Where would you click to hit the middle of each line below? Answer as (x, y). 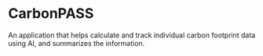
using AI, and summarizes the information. (77, 43)
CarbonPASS (51, 14)
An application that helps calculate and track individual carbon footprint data (132, 35)
